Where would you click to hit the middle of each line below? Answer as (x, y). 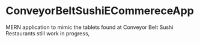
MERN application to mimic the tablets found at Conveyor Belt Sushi (89, 27)
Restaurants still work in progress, (48, 33)
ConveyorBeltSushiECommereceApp (100, 11)
